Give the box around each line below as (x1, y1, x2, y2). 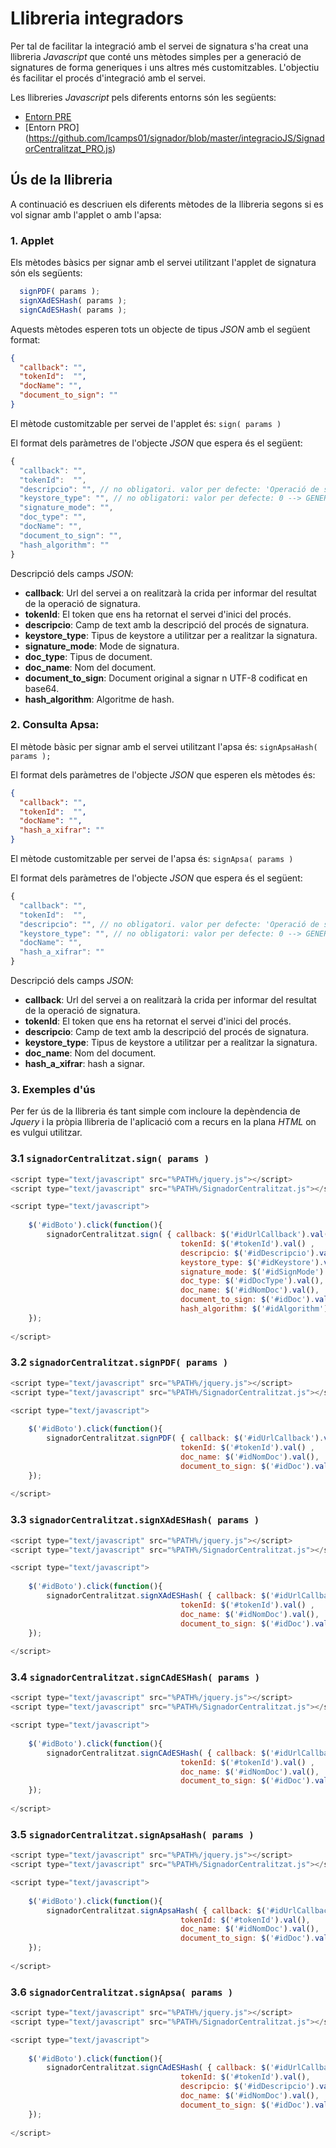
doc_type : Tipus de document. (24, 650, 153, 662)
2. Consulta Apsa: (10, 718, 100, 732)
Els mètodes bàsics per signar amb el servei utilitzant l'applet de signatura (10, 257, 317, 269)
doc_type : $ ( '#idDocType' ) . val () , (180, 1276, 325, 1286)
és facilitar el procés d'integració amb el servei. (10, 72, 207, 84)
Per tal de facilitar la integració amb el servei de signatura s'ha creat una (10, 40, 309, 52)
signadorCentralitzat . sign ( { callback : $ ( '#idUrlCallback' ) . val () (46, 1230, 333, 1240)
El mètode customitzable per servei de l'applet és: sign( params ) (10, 417, 282, 429)
